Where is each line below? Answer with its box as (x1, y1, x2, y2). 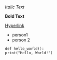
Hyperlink (5, 23, 25, 28)
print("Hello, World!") (5, 50, 53, 55)
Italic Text (5, 4, 25, 10)
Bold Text (5, 13, 25, 19)
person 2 (12, 37, 30, 43)
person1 (12, 32, 28, 37)
